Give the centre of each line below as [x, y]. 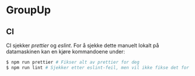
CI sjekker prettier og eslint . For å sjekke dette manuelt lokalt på [83, 45]
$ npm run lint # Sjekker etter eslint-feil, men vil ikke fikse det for [98, 67]
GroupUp [29, 10]
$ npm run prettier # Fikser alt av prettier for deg [73, 62]
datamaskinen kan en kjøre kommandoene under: [66, 52]
